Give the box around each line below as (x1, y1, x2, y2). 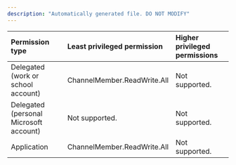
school (11, 79, 34, 89)
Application (11, 142, 48, 152)
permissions (175, 50, 218, 60)
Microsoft (11, 117, 43, 127)
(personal (11, 108, 43, 118)
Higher (175, 32, 199, 42)
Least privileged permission (67, 41, 163, 51)
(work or (11, 71, 39, 81)
